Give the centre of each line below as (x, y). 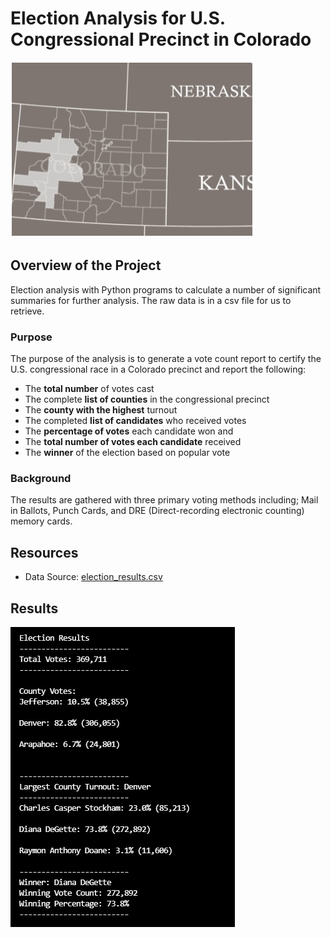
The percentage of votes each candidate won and (129, 431)
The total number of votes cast (89, 389)
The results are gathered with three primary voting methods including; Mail (164, 500)
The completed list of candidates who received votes (135, 421)
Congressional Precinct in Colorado (161, 39)
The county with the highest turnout (101, 410)
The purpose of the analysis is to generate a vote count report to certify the (166, 359)
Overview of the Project (86, 265)
